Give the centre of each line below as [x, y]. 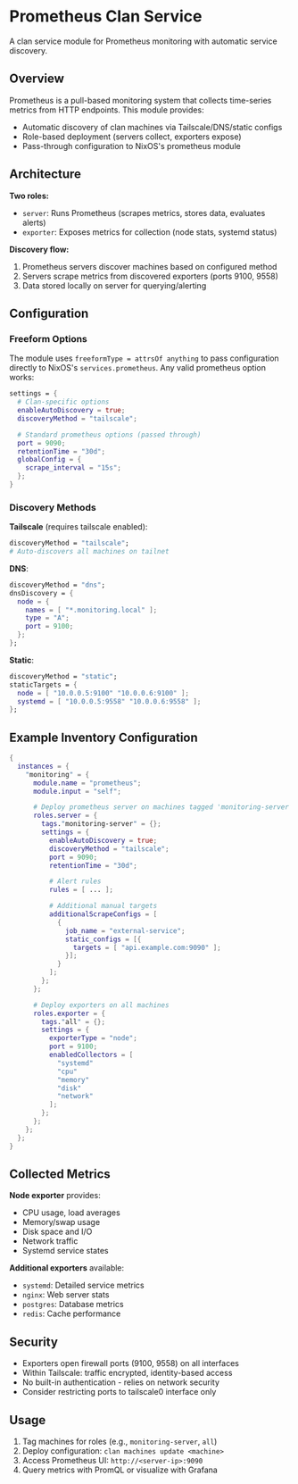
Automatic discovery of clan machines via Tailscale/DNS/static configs [152, 127]
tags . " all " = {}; [73, 1021]
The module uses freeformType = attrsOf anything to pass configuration [144, 358]
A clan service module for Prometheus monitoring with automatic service [144, 41]
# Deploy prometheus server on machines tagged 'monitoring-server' [163, 807]
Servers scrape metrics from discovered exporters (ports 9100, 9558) [150, 276]
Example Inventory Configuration [103, 737]
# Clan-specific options [63, 402]
